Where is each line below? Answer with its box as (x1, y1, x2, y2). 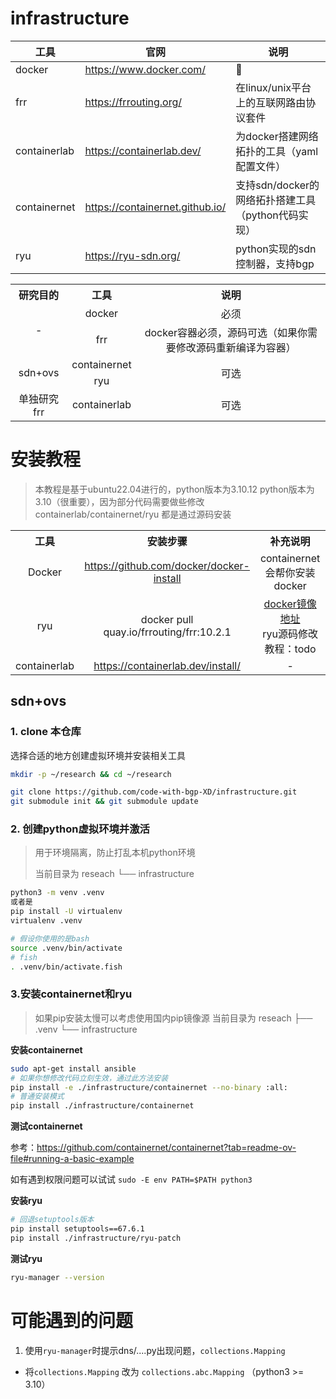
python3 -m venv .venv (10, 888, 105, 898)
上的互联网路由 (235, 95, 307, 109)
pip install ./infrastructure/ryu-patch (10, 1233, 182, 1243)
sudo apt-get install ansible (10, 1063, 137, 1074)
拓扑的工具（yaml (235, 144, 319, 158)
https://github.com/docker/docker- (84, 558, 250, 572)
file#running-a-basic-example (10, 1153, 135, 1165)
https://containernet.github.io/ (84, 200, 227, 214)
